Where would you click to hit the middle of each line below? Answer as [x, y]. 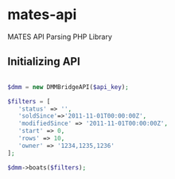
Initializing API [44, 62]
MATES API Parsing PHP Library [60, 37]
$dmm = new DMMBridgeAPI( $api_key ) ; [68, 87]
